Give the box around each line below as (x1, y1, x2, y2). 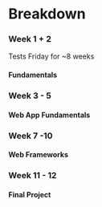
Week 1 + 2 (8, 34, 52, 45)
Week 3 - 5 (8, 90, 52, 101)
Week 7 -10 (8, 130, 54, 141)
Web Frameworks (8, 150, 68, 160)
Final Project (8, 189, 51, 199)
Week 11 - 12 (8, 170, 57, 181)
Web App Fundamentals (8, 110, 91, 120)
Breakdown (8, 5, 86, 23)
